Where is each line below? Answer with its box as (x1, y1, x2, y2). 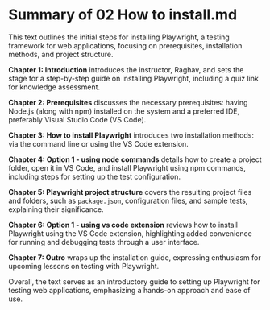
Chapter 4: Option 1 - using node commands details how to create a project (8, 155, 262, 164)
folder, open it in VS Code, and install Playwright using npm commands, (8, 163, 246, 172)
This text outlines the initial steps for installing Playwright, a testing (8, 32, 230, 42)
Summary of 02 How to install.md (8, 6, 238, 24)
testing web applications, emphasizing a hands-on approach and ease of (8, 285, 251, 295)
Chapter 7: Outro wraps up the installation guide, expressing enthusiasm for (8, 252, 261, 262)
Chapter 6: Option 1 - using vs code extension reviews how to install (8, 220, 239, 229)
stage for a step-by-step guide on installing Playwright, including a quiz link (8, 73, 260, 83)
